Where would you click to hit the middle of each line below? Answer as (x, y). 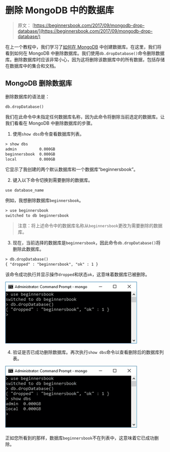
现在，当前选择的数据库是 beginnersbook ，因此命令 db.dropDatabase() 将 (87, 242)
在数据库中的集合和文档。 (32, 66)
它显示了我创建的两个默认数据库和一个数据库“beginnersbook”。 (72, 169)
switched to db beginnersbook (37, 216)
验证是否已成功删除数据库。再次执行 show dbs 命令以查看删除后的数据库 (86, 352)
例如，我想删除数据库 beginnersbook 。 (45, 200)
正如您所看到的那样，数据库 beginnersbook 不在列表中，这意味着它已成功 (80, 438)
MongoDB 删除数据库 (39, 83)
